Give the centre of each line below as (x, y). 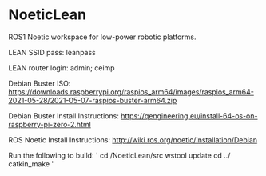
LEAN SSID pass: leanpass (52, 52)
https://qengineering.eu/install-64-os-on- (189, 116)
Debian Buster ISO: (40, 83)
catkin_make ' (31, 164)
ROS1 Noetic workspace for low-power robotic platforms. (102, 37)
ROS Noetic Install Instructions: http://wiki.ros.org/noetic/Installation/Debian (133, 140)
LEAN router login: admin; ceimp (62, 68)
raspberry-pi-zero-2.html (50, 124)
